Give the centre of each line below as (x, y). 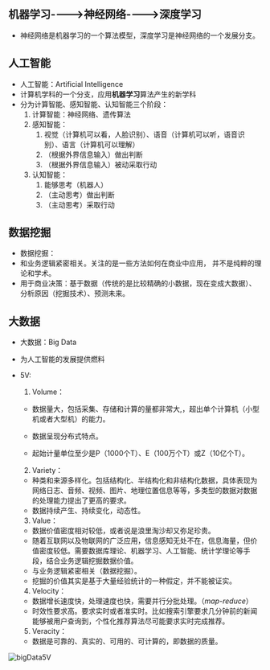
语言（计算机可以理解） (100, 144)
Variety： (47, 471)
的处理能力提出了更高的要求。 (81, 500)
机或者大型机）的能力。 (71, 419)
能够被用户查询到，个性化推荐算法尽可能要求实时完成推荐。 (131, 621)
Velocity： (49, 591)
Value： (45, 520)
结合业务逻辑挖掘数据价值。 (92, 561)
